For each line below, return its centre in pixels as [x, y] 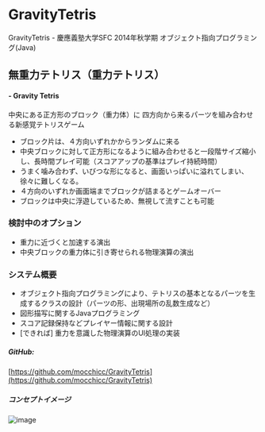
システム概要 [33, 274]
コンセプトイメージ [40, 399]
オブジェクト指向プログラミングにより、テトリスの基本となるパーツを [134, 293]
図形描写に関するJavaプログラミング [80, 313]
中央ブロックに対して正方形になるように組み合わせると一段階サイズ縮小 [138, 151]
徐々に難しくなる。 [51, 181]
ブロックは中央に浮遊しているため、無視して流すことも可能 [117, 201]
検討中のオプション [45, 223]
